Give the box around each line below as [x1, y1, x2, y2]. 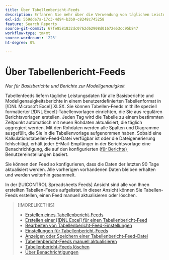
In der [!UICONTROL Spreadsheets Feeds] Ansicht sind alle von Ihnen [5, 182, 150, 188]
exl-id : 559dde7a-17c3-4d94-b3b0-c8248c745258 [5, 17, 105, 22]
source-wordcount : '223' [5, 36, 57, 41]
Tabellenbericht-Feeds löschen [25, 243, 90, 249]
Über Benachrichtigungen [25, 249, 79, 255]
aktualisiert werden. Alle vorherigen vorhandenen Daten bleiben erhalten [5, 166, 156, 172]
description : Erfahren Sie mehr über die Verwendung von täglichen [5, 12, 150, 17]
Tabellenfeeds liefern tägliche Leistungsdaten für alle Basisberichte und [5, 93, 154, 99]
